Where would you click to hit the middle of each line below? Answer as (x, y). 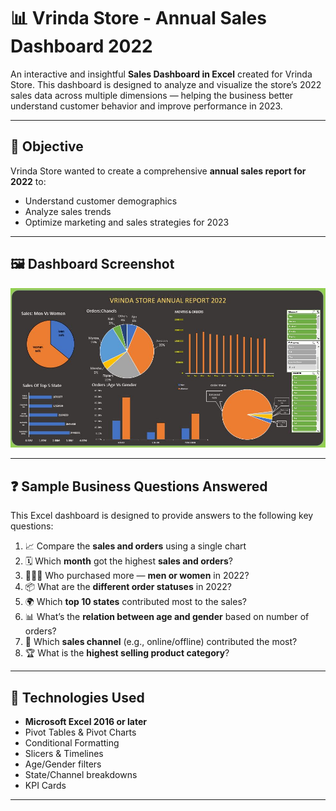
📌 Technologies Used (77, 697)
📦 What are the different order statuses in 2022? (128, 587)
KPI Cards (45, 786)
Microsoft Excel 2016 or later (85, 722)
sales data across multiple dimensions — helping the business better (152, 95)
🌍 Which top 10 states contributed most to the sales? (135, 602)
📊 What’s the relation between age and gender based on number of (167, 617)
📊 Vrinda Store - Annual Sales (138, 18)
